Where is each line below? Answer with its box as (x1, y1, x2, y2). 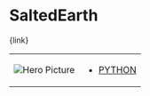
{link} (9, 35, 29, 45)
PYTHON (99, 63, 137, 76)
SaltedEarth (9, 5, 99, 26)
